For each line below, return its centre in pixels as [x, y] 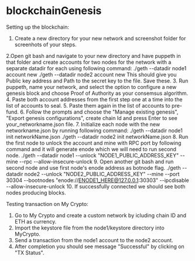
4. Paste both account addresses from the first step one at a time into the [94, 99]
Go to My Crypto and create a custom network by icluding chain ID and [100, 215]
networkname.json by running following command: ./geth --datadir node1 [94, 130]
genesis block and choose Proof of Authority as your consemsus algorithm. [97, 93]
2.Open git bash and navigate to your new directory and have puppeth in [94, 56]
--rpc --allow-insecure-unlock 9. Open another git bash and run [97, 162]
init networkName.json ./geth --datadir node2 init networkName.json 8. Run [97, 136]
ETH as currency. [35, 221]
